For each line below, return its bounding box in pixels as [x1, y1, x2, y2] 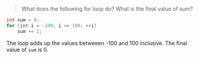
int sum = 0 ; [6, 17, 40, 23]
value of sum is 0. [6, 46, 49, 53]
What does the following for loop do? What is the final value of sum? [21, 5, 194, 12]
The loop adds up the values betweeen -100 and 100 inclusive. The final [6, 39, 187, 46]
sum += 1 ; [17, 28, 43, 34]
